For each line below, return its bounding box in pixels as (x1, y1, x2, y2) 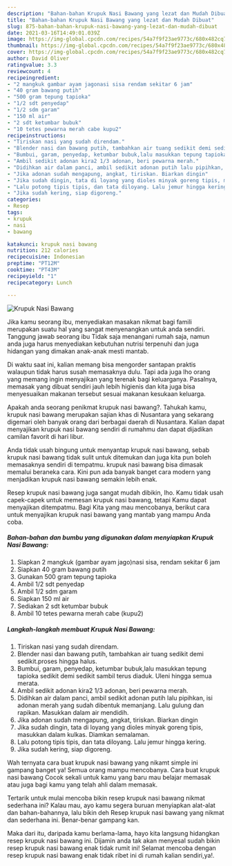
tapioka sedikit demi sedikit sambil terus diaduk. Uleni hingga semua (17, 672, 212, 680)
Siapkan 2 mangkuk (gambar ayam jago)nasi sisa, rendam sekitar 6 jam (17, 558, 220, 567)
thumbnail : (7, 42, 39, 49)
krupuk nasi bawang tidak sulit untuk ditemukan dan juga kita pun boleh (7, 453, 212, 461)
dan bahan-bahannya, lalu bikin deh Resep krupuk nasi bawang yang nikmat (7, 809, 224, 817)
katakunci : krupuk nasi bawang (7, 241, 97, 248)
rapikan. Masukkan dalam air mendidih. (17, 709, 129, 717)
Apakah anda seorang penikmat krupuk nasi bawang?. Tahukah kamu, (7, 403, 207, 411)
